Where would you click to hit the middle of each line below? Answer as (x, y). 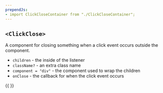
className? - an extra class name (46, 66)
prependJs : (16, 10)
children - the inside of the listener (48, 60)
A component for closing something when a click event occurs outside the (82, 45)
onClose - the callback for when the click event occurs (68, 76)
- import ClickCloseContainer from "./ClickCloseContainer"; (70, 14)
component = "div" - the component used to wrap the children (76, 71)
